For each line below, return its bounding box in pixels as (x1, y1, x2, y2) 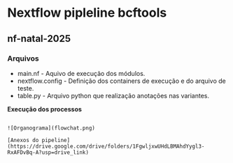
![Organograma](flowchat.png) (7, 124, 96, 132)
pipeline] (41, 137, 71, 143)
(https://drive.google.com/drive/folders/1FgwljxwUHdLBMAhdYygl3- (7, 143, 205, 150)
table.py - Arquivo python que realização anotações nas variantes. (17, 91, 210, 100)
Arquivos (7, 54, 40, 63)
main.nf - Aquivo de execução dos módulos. (17, 69, 146, 77)
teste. (17, 84, 34, 92)
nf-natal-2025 (7, 33, 71, 45)
